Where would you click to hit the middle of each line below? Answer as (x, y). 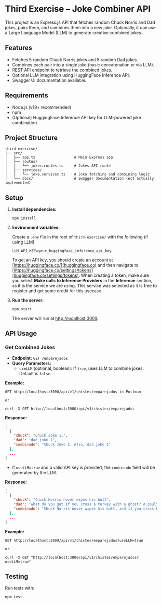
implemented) (18, 183)
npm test (14, 597)
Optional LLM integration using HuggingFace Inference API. (71, 75)
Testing (17, 577)
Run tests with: (20, 588)
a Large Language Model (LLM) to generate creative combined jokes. (74, 32)
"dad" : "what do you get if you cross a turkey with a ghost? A (80, 504)
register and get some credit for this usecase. (57, 291)
